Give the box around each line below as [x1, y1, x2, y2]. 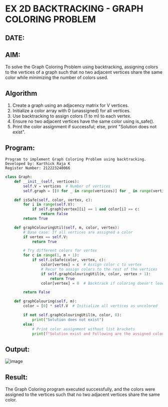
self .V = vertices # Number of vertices [23, 183, 111, 188]
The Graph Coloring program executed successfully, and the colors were [5, 386, 155, 392]
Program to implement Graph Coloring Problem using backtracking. [5, 157, 146, 162]
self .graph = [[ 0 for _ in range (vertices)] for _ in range [23, 188, 151, 193]
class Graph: [5, 174, 32, 179]
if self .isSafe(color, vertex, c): [31, 258, 106, 263]
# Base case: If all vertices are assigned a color [23, 230, 133, 235]
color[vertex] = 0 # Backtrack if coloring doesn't [40, 281, 153, 286]
